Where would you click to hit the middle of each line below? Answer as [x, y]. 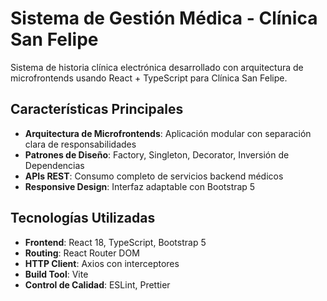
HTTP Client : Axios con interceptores [102, 263]
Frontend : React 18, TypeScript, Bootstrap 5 [115, 242]
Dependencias [54, 165]
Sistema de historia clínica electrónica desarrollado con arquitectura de [157, 67]
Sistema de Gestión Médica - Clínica [164, 18]
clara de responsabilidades [80, 144]
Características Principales [97, 109]
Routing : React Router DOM [82, 253]
